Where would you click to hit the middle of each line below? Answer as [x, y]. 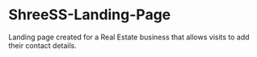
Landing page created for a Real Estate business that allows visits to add [129, 37]
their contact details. [42, 45]
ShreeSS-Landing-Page [90, 15]
